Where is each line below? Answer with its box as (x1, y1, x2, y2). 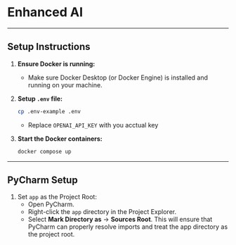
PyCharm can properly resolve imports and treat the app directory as (27, 222, 228, 231)
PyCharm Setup (7, 174, 79, 186)
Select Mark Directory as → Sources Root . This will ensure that (27, 215, 213, 224)
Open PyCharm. (27, 200, 75, 208)
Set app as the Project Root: (17, 193, 97, 201)
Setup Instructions (7, 41, 91, 53)
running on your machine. (27, 80, 103, 89)
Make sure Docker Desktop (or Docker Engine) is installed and (27, 73, 209, 82)
